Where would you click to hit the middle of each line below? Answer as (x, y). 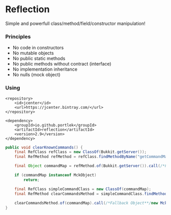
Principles (18, 37)
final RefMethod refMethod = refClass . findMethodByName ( (76, 157)
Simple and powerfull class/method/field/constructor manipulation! (75, 23)
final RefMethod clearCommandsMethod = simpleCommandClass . (79, 194)
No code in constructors (38, 48)
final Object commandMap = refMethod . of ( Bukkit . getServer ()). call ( (87, 166)
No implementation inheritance (45, 69)
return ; (32, 180)
